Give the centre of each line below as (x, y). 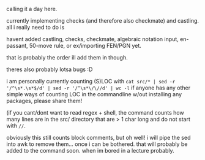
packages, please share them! (44, 101)
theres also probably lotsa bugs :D (50, 69)
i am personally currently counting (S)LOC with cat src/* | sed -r (91, 81)
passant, (17, 46)
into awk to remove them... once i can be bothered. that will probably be (97, 144)
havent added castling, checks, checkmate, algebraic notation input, (92, 39)
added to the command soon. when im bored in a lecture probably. (90, 150)
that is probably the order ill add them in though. (67, 57)
